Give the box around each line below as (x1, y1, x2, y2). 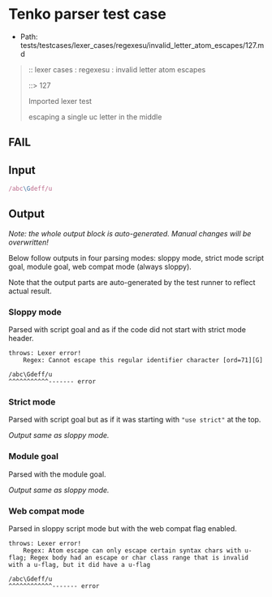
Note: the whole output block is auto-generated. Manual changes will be (8, 228, 252, 238)
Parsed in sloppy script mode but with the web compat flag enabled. (8, 524, 237, 534)
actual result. (8, 286, 52, 296)
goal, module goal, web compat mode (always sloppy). (8, 262, 192, 271)
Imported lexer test (28, 96, 92, 106)
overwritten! (8, 237, 49, 247)
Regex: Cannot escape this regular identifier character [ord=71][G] (23, 357, 264, 365)
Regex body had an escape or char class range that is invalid (29, 554, 249, 562)
